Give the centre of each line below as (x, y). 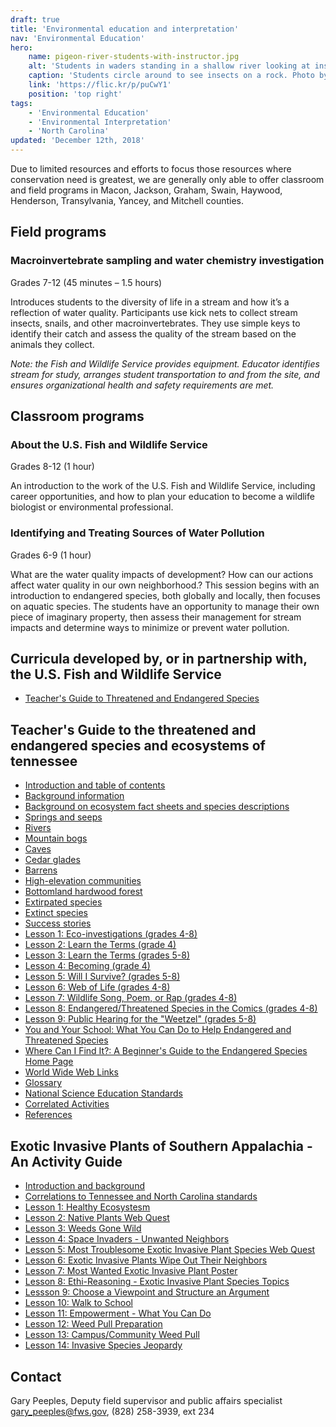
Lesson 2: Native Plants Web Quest (97, 1218)
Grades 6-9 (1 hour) (51, 555)
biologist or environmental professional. (92, 507)
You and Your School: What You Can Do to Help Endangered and (158, 1030)
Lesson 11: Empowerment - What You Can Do (118, 1313)
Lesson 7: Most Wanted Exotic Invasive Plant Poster (131, 1271)
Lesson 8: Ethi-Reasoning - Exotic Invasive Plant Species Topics (157, 1282)
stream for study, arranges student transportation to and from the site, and (165, 374)
